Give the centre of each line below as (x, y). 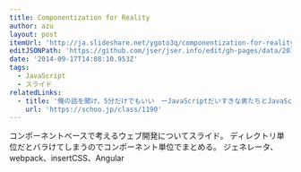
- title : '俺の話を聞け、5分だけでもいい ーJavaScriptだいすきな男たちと (143, 101)
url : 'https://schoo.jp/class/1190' (94, 109)
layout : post (34, 34)
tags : (19, 68)
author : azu (31, 26)
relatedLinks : (36, 92)
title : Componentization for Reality (80, 17)
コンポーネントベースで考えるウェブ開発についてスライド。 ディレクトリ (143, 136)
